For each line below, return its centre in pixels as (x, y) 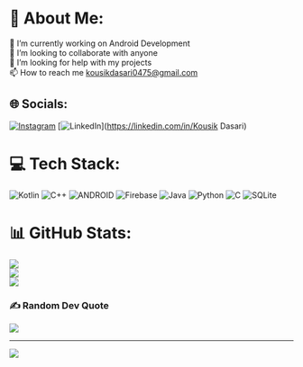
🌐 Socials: (39, 104)
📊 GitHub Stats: (71, 233)
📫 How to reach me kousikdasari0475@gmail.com (104, 72)
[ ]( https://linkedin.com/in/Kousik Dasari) (152, 126)
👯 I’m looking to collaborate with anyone (83, 52)
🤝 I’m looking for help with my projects (81, 62)
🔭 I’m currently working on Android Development (100, 43)
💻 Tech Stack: (65, 163)
